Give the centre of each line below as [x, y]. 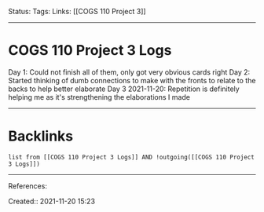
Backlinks [41, 136]
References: [27, 186]
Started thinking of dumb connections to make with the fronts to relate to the [132, 80]
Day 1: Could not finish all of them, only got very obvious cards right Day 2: [129, 72]
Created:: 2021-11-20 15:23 [52, 201]
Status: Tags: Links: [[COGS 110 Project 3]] [77, 11]
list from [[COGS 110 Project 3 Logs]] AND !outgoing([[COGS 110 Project [132, 157]
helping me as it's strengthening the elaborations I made [99, 97]
